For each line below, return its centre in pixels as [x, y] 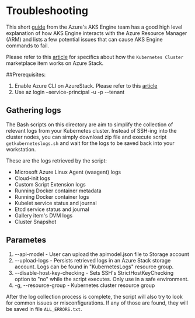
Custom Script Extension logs [50, 184]
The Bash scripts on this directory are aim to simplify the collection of [90, 125]
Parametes [26, 240]
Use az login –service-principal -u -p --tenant [69, 92]
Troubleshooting [47, 11]
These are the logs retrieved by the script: [56, 160]
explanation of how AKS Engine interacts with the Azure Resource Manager [97, 33]
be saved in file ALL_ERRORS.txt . [44, 309]
